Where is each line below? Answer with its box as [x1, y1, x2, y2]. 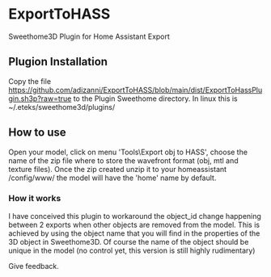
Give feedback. [8, 261, 59, 271]
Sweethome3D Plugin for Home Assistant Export [8, 31, 170, 41]
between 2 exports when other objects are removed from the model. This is [8, 220, 260, 229]
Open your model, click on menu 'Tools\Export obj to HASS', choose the [8, 147, 248, 157]
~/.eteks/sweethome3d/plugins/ [8, 102, 116, 111]
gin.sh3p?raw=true [8, 94, 72, 103]
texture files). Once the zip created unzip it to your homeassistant [8, 164, 227, 174]
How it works [8, 193, 61, 204]
